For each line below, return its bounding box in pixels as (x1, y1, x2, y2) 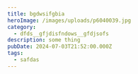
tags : (7, 50, 23, 57)
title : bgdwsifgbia (7, 10, 65, 18)
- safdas (13, 56, 40, 63)
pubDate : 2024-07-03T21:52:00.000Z (7, 43, 113, 50)
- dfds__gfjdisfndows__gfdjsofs (13, 30, 110, 37)
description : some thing (7, 37, 81, 44)
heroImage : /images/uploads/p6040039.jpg (7, 17, 132, 24)
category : (7, 23, 37, 30)
